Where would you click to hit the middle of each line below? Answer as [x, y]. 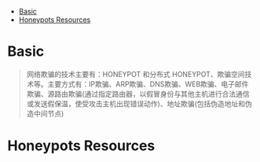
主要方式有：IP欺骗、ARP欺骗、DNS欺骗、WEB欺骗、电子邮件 [148, 84]
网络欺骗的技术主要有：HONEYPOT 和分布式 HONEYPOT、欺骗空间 [135, 74]
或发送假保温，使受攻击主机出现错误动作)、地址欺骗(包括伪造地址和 [136, 103]
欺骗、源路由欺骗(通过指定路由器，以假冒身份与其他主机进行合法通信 [138, 94]
